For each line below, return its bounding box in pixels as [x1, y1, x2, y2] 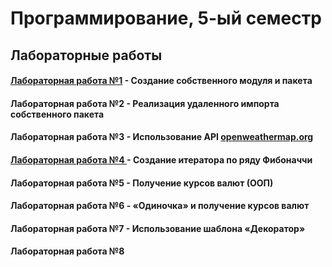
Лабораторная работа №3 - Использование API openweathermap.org [10, 131, 314, 143]
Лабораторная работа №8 [10, 245, 125, 257]
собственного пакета [10, 108, 105, 120]
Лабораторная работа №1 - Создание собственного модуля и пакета [10, 75, 313, 87]
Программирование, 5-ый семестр [10, 7, 322, 30]
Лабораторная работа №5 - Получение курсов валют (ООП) [10, 177, 274, 189]
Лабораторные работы [10, 47, 163, 64]
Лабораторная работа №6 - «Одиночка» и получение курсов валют [10, 200, 310, 212]
